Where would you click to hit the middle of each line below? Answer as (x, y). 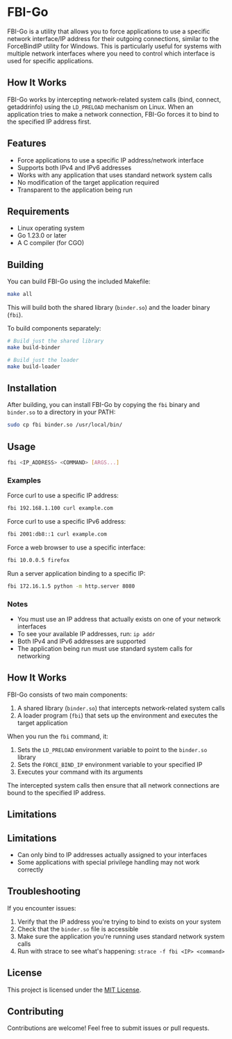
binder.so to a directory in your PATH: (61, 412)
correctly (30, 870)
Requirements (38, 211)
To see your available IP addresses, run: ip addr (86, 634)
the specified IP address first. (49, 122)
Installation (32, 388)
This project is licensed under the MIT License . (74, 990)
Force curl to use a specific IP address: (63, 496)
